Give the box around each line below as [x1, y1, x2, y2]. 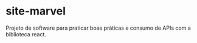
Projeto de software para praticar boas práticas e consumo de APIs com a [5, 24, 191, 31]
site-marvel [5, 4, 66, 18]
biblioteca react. [5, 30, 47, 38]
